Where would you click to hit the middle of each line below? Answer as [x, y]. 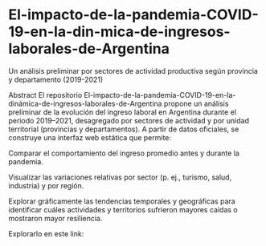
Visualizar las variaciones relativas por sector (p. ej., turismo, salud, [120, 177]
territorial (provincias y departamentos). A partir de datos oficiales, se [124, 129]
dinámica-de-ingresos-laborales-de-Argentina [85, 103]
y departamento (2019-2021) [56, 79]
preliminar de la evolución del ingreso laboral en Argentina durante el [123, 112]
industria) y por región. [46, 185]
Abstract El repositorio [45, 95]
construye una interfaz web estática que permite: [90, 137]
